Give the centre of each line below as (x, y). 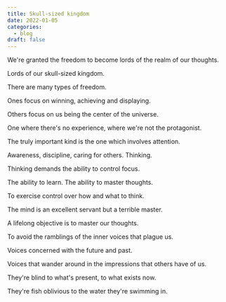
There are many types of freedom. (57, 87)
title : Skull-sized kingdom (48, 14)
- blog (23, 33)
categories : (25, 27)
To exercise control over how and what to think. (76, 196)
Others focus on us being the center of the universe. (83, 114)
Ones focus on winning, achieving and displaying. (79, 101)
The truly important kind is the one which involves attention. (94, 142)
